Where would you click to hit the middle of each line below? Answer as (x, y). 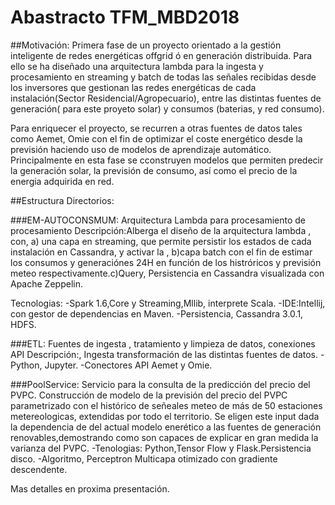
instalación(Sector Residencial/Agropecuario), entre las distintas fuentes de (166, 98)
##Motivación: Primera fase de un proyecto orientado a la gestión (146, 45)
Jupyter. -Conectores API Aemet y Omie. (128, 365)
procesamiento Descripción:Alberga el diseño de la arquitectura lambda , (161, 230)
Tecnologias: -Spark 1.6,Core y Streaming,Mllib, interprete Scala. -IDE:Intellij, (168, 303)
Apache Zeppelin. (46, 283)
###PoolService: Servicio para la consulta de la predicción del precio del (160, 384)
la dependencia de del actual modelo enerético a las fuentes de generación (166, 427)
